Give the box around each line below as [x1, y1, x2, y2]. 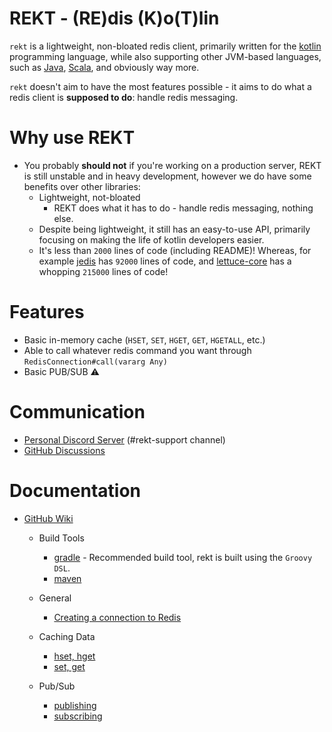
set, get [53, 660, 86, 672]
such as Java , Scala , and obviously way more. [9, 61, 200, 73]
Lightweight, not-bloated [38, 191, 141, 203]
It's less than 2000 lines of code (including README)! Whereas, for [38, 244, 312, 256]
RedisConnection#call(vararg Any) [23, 357, 168, 367]
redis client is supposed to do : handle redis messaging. [9, 91, 239, 103]
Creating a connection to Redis [53, 611, 182, 623]
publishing [53, 699, 97, 711]
